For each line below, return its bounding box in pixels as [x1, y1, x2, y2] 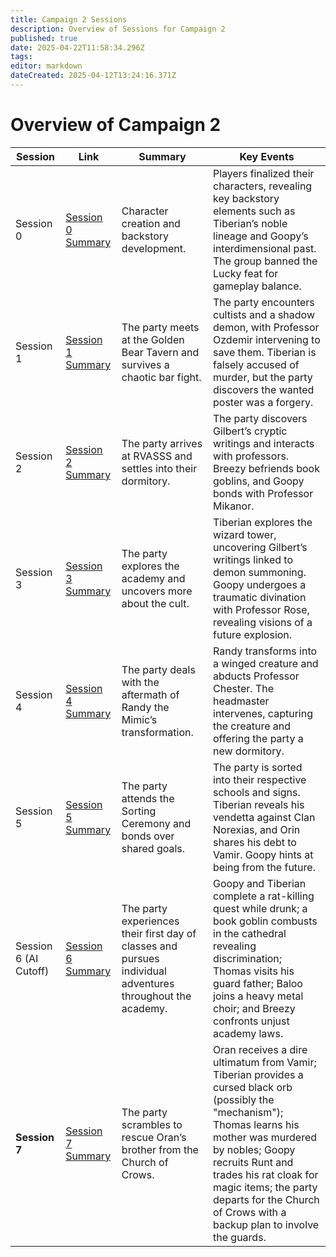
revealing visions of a [213, 615, 313, 629]
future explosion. [213, 627, 293, 641]
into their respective [213, 772, 307, 786]
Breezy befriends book [213, 461, 320, 475]
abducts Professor [213, 669, 300, 683]
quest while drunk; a [213, 901, 308, 915]
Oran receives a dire [213, 1042, 308, 1056]
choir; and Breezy [213, 1001, 296, 1015]
